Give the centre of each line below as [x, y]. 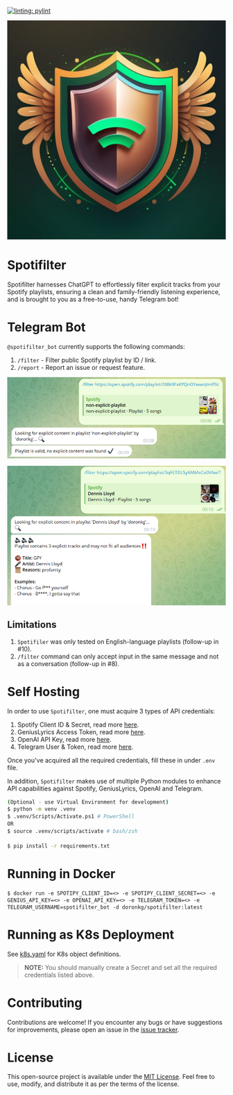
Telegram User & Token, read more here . [75, 747]
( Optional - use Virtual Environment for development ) [88, 802]
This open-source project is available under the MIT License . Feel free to [111, 1077]
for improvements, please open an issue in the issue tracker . [93, 1030]
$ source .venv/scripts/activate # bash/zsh [72, 832]
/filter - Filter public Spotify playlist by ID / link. [87, 360]
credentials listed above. [59, 975]
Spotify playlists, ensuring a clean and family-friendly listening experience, [114, 291]
